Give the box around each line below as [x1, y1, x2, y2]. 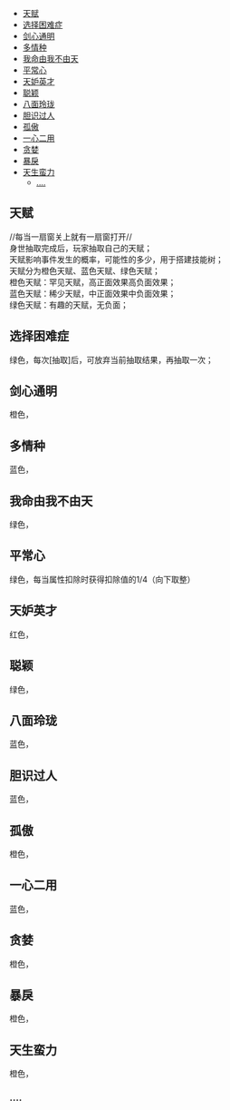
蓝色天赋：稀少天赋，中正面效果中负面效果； [9, 288, 177, 299]
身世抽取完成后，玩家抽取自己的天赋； [9, 242, 152, 253]
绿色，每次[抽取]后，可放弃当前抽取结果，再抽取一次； [9, 354, 215, 365]
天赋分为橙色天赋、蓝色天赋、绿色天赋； [9, 265, 160, 276]
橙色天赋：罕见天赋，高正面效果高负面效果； [9, 276, 177, 288]
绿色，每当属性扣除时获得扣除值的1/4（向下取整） [9, 574, 196, 584]
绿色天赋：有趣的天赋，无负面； [9, 299, 129, 310]
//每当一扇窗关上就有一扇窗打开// [9, 231, 133, 242]
